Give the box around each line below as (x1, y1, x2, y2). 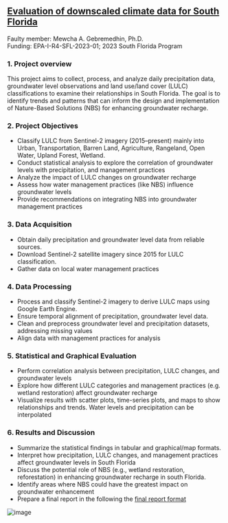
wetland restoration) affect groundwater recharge (16, 389, 158, 397)
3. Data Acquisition (7, 220, 72, 229)
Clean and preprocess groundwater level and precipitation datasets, (16, 319, 209, 328)
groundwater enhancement (16, 487, 95, 495)
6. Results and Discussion (7, 428, 95, 438)
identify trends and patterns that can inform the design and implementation (7, 96, 220, 105)
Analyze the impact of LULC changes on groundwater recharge (16, 173, 197, 182)
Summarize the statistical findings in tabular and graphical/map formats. (16, 443, 222, 451)
